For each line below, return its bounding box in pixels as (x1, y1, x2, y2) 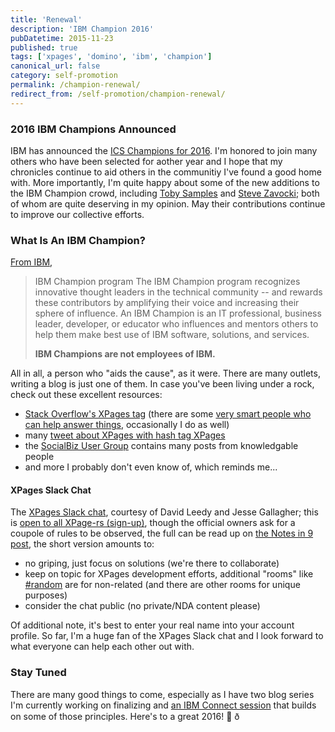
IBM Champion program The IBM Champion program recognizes (34, 276, 301, 288)
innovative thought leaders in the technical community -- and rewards (34, 286, 323, 298)
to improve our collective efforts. (10, 208, 145, 220)
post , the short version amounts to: (10, 538, 155, 550)
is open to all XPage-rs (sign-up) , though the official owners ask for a (10, 517, 296, 529)
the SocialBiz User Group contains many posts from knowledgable (24, 440, 299, 452)
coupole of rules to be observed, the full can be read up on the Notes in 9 (10, 527, 314, 540)
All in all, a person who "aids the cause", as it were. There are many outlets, (10, 367, 321, 380)
